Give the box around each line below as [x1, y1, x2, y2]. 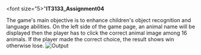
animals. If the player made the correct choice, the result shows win [6, 36, 175, 42]
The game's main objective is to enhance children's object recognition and [6, 17, 191, 23]
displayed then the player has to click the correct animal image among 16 [6, 29, 188, 36]
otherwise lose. [6, 42, 45, 49]
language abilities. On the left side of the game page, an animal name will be [6, 23, 196, 30]
